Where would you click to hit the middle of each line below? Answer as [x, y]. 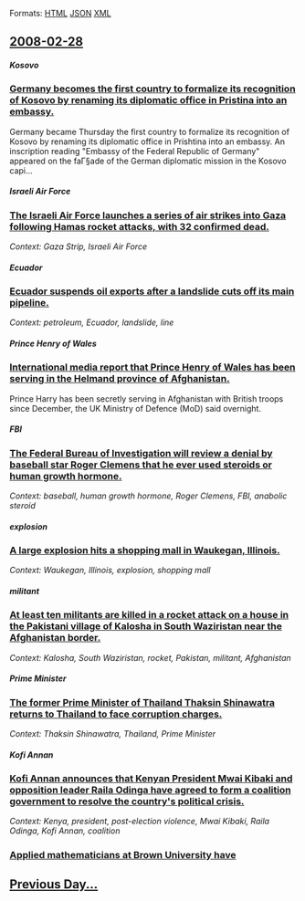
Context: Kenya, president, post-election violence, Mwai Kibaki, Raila [140, 822]
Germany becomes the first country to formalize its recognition [152, 89]
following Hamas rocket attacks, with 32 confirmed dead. [139, 226]
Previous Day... [54, 885]
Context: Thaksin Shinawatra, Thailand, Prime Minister [113, 734]
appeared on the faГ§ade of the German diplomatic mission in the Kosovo [148, 161]
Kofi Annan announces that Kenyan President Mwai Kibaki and [151, 779]
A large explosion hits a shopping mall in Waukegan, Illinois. [145, 550]
